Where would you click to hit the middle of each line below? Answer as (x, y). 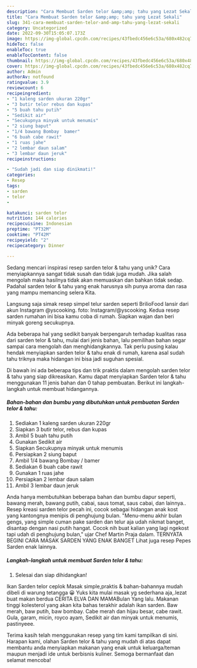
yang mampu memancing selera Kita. (51, 292)
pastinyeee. (21, 624)
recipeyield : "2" (28, 240)
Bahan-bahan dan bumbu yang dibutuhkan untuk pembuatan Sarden (93, 402)
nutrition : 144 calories (37, 218)
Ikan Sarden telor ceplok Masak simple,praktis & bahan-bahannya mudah (95, 586)
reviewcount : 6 (25, 88)
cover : (15, 66)
